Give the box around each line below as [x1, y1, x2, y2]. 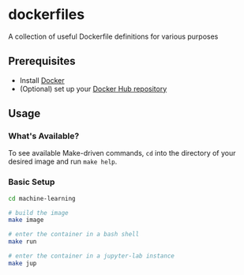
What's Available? [8, 130, 80, 141]
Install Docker [19, 75, 65, 85]
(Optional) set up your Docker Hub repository [19, 84, 167, 93]
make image [8, 216, 44, 224]
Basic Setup [8, 176, 55, 187]
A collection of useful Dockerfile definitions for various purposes [8, 32, 219, 41]
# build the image [8, 209, 69, 217]
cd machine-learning [8, 194, 77, 202]
